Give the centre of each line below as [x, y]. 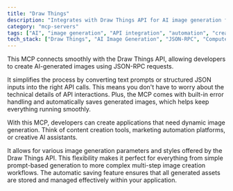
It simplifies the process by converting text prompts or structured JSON [109, 80]
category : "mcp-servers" [43, 26]
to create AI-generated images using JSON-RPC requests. [90, 66]
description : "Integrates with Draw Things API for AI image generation [114, 20]
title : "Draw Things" [38, 13]
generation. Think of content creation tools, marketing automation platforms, [116, 130]
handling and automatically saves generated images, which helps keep [108, 102]
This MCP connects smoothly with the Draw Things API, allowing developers [116, 59]
